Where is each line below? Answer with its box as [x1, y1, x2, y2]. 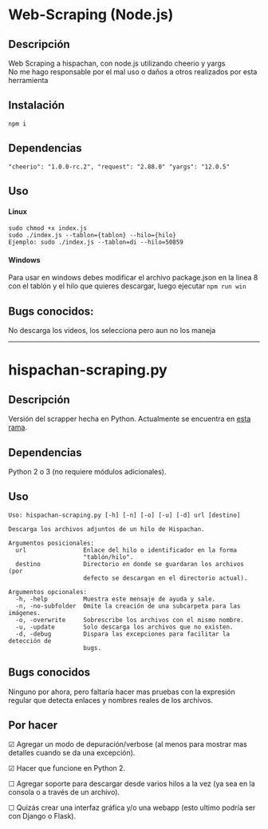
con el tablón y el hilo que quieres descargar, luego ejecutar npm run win [8, 281, 246, 291]
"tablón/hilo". [83, 553, 134, 561]
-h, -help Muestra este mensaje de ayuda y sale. [15, 595, 216, 603]
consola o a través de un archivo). [8, 787, 120, 797]
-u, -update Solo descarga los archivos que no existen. [15, 623, 234, 631]
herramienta [8, 76, 49, 85]
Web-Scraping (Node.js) [8, 6, 174, 24]
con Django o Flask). [8, 811, 77, 821]
